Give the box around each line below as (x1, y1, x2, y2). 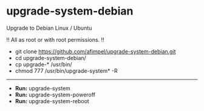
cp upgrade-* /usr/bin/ (15, 61, 72, 68)
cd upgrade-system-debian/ (15, 54, 86, 61)
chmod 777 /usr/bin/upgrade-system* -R (15, 67, 118, 74)
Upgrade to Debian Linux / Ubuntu (6, 24, 92, 32)
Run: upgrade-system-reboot (15, 97, 89, 104)
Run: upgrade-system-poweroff (15, 91, 96, 98)
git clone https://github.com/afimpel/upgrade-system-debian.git (15, 47, 176, 55)
